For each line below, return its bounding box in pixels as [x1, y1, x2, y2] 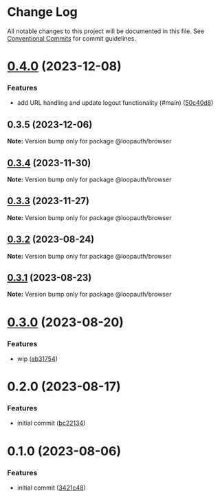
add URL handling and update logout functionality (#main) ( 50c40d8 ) [16, 99, 214, 107]
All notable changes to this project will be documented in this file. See [7, 27, 205, 35]
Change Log [7, 4, 78, 20]
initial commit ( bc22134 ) [16, 419, 86, 428]
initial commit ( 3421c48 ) [16, 484, 86, 492]
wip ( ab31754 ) [16, 355, 58, 363]
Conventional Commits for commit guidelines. [7, 34, 136, 42]
